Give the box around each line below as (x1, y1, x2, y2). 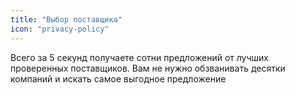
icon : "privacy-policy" (10, 24, 110, 34)
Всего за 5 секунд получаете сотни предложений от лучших (10, 51, 269, 63)
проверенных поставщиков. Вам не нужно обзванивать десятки (10, 62, 286, 74)
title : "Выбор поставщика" (10, 14, 123, 25)
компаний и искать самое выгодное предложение (10, 72, 227, 85)
